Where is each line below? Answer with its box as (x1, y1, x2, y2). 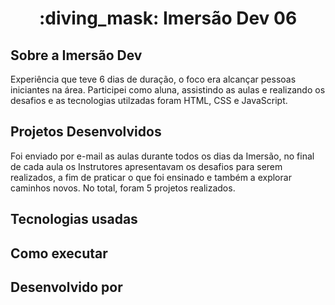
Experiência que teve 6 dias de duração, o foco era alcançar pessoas (10, 73, 297, 85)
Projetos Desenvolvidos (10, 123, 162, 141)
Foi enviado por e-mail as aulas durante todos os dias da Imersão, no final (10, 150, 315, 162)
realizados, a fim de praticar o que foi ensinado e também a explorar (10, 171, 292, 183)
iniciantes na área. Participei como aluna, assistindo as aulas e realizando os (10, 84, 326, 96)
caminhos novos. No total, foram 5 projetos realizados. (10, 182, 236, 194)
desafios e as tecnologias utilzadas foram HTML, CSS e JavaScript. (10, 95, 288, 106)
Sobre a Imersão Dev (10, 47, 143, 64)
